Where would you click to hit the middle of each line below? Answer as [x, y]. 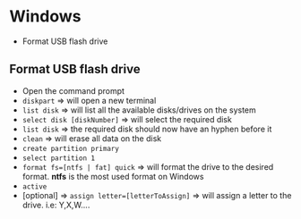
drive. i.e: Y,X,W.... [56, 205]
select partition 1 [59, 158]
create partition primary [70, 148]
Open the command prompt [73, 90]
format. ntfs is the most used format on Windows [113, 176]
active [34, 186]
